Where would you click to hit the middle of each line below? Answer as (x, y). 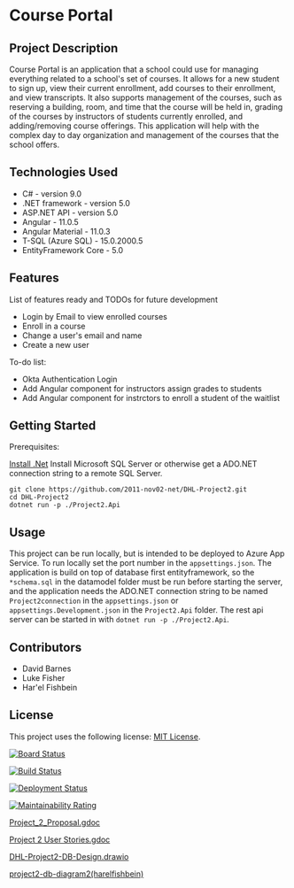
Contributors (46, 647)
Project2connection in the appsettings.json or (94, 601)
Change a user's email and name (82, 335)
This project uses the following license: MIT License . (105, 737)
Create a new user (56, 344)
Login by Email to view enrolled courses (95, 316)
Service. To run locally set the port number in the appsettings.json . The (140, 563)
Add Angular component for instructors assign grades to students (142, 388)
